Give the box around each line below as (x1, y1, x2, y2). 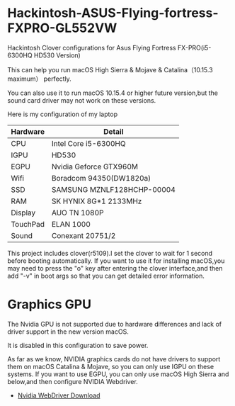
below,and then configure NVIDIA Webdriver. (7, 377, 138, 385)
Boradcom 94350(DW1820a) (51, 173, 151, 183)
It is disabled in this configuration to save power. (7, 341, 149, 349)
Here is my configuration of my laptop (7, 110, 118, 118)
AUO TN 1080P (51, 208, 104, 218)
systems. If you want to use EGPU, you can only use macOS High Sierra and (7, 370, 229, 378)
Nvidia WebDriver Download (17, 391, 101, 400)
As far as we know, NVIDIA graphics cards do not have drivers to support (7, 354, 221, 363)
